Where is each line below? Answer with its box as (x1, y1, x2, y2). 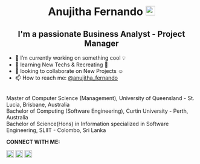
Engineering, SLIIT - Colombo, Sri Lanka (6, 127, 106, 134)
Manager (84, 38, 119, 48)
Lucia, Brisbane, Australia (6, 101, 70, 108)
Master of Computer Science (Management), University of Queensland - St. (6, 95, 195, 101)
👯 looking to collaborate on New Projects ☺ (15, 68, 124, 74)
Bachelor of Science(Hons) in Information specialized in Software (6, 120, 169, 127)
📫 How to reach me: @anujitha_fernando (15, 74, 118, 81)
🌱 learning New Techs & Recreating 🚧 (15, 61, 109, 68)
